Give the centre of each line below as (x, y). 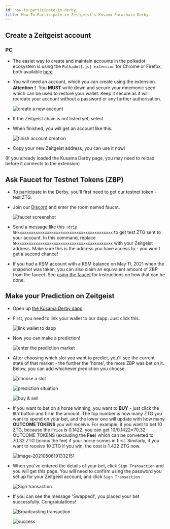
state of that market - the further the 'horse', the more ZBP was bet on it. (88, 363)
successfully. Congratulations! (44, 501)
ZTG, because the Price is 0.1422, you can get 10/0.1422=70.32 (79, 430)
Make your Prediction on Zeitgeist (60, 296)
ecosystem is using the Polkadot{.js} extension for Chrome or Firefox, (87, 66)
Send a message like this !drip (45, 227)
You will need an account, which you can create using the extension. (84, 82)
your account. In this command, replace (54, 238)
